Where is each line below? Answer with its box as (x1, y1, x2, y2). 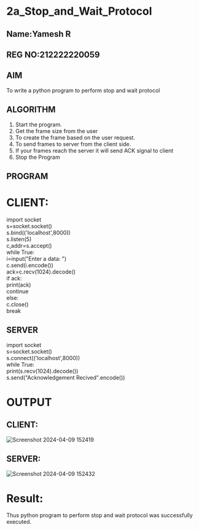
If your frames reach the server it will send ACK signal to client (15, 147, 174, 154)
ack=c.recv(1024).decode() (6, 268, 76, 275)
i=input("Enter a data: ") (6, 255, 67, 262)
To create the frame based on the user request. (15, 134, 135, 141)
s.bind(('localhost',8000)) (6, 229, 71, 236)
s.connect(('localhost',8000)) (6, 354, 80, 361)
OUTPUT (6, 395, 52, 409)
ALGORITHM (6, 104, 56, 115)
